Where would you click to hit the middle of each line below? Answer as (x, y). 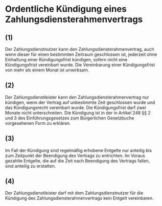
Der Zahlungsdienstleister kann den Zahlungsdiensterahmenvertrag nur (77, 97)
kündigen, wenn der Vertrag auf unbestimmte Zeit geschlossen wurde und (80, 102)
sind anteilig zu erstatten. (31, 166)
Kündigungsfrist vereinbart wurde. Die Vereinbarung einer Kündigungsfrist (80, 65)
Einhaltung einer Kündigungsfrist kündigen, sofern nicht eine (66, 59)
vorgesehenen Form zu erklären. (38, 123)
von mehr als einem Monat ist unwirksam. (47, 70)
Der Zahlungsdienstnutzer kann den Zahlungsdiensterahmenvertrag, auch (80, 49)
